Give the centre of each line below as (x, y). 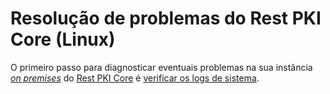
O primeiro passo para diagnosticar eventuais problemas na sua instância (161, 67)
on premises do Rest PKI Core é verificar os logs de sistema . (135, 78)
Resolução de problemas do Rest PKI (166, 18)
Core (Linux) (63, 39)
